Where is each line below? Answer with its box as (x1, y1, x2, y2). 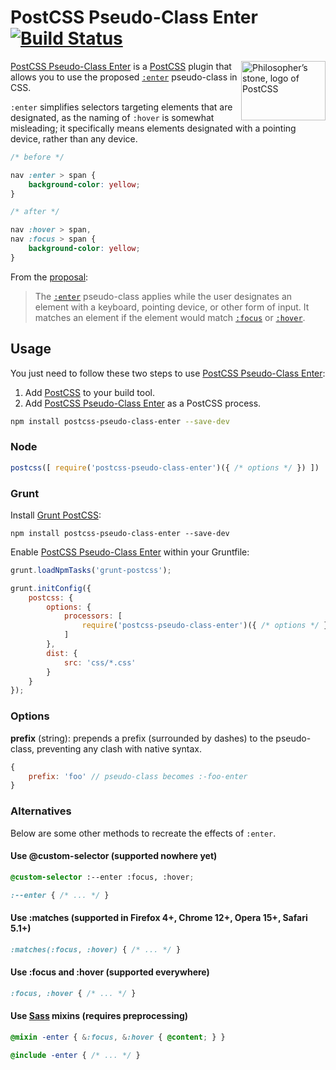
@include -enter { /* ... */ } (10, 1050, 141, 1060)
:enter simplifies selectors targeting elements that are (10, 101, 233, 113)
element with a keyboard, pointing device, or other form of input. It (34, 301, 310, 313)
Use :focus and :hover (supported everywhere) (10, 966, 210, 978)
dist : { (46, 648, 78, 658)
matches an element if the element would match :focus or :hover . (34, 311, 306, 323)
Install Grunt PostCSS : (10, 509, 102, 521)
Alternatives (10, 804, 72, 818)
